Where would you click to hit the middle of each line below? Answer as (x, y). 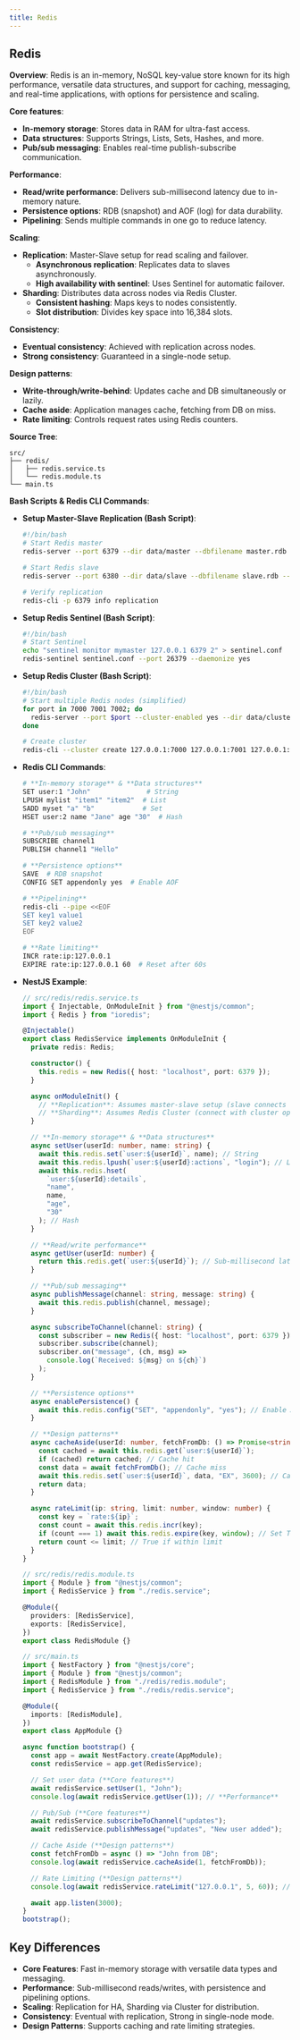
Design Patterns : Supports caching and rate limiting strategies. (138, 2026)
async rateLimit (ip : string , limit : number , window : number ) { (150, 1509)
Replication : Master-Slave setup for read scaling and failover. (135, 255)
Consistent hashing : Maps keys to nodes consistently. (136, 303)
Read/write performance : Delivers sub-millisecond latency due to (144, 192)
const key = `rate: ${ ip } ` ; (89, 1517)
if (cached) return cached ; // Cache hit (117, 1459)
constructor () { (61, 1064)
